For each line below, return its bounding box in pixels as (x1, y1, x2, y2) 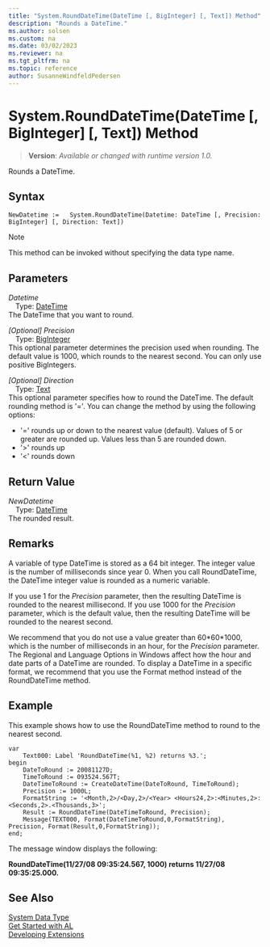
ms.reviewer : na (8, 49, 63, 57)
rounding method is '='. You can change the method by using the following (8, 402, 256, 411)
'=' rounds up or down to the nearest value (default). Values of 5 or (19, 426, 243, 436)
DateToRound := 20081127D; (23, 765, 114, 774)
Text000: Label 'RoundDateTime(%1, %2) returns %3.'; (23, 751, 207, 760)
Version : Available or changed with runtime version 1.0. (27, 150, 213, 160)
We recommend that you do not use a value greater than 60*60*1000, (8, 632, 243, 642)
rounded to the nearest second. (8, 617, 114, 626)
